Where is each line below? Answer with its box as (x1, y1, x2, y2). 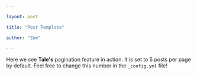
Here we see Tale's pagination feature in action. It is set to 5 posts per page (6, 56, 191, 63)
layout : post (6, 13, 38, 19)
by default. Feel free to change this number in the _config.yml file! (6, 62, 167, 69)
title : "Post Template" (6, 24, 65, 30)
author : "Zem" (6, 35, 41, 41)
